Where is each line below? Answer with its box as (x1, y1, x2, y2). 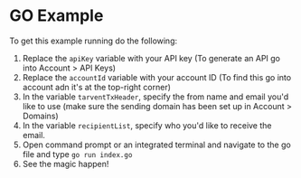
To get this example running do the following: (9, 35, 178, 46)
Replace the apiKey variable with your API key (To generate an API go (22, 52, 280, 63)
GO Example (9, 5, 104, 26)
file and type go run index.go (22, 148, 133, 159)
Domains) (22, 110, 59, 121)
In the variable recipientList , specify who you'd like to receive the (22, 119, 272, 131)
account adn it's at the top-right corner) (22, 81, 172, 92)
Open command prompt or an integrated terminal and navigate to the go (22, 139, 291, 150)
